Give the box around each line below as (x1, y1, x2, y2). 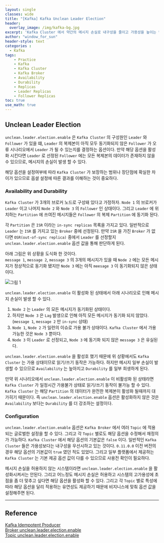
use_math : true (5, 103, 36, 108)
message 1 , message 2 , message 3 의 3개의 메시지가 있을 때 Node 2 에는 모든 (5, 257, 150, 263)
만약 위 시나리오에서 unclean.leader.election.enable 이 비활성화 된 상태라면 (5, 376, 154, 382)
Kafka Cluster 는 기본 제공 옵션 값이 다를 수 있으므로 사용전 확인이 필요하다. (5, 455, 150, 461)
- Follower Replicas (14, 93, 56, 98)
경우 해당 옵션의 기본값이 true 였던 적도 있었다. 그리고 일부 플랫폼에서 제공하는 (5, 449, 155, 455)
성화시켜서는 (5, 472, 29, 478)
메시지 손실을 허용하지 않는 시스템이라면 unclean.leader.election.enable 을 (5, 465, 153, 472)
